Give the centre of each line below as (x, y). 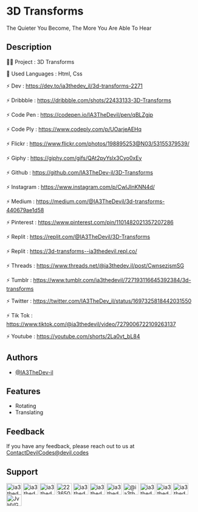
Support (22, 472)
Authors (22, 358)
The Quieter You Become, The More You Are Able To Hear (79, 28)
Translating (29, 412)
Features (23, 391)
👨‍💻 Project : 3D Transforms (40, 61)
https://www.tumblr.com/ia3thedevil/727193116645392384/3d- (112, 280)
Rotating (26, 406)
